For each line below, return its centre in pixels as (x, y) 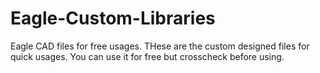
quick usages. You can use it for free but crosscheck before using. (147, 56)
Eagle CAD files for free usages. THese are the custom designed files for (160, 46)
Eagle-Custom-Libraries (113, 18)
